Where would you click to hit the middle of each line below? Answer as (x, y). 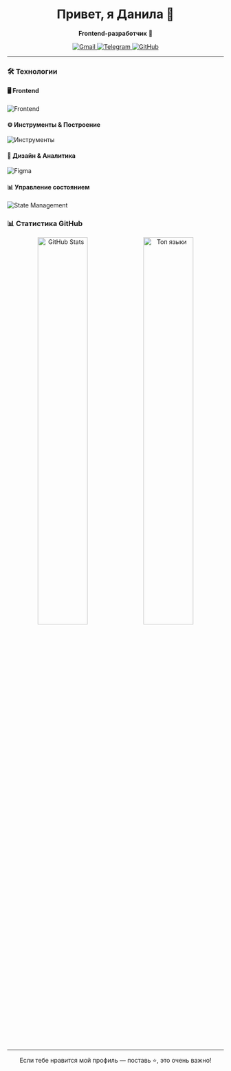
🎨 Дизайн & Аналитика (41, 155)
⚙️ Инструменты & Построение (54, 124)
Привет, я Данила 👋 (115, 14)
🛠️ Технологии (32, 71)
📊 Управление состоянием (48, 187)
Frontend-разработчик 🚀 (115, 33)
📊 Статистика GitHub (45, 223)
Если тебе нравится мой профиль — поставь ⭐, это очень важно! (115, 1060)
